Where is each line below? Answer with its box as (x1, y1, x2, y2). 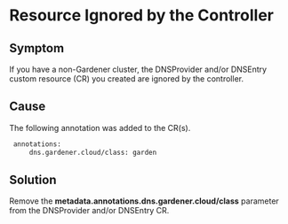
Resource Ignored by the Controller (9, 5, 274, 26)
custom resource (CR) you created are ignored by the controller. (9, 73, 244, 84)
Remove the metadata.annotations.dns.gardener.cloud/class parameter (9, 196, 280, 206)
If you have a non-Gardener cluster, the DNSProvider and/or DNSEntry (9, 64, 268, 74)
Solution (9, 172, 57, 187)
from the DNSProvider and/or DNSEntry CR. (9, 205, 170, 216)
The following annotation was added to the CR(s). (9, 122, 191, 133)
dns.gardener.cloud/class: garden (28, 148, 157, 157)
